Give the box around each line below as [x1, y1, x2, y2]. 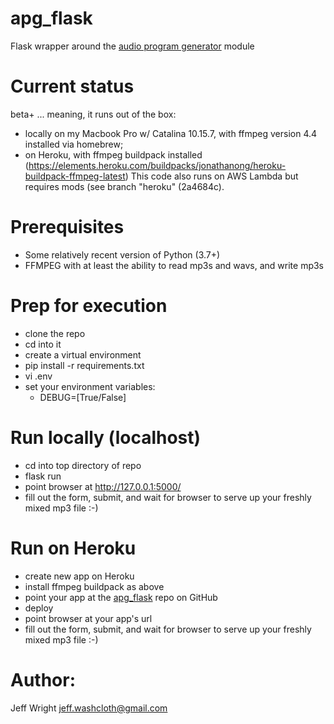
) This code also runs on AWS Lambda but [124, 170, 299, 182]
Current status [10, 75, 135, 98]
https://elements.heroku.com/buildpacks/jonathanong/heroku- [28, 159, 287, 171]
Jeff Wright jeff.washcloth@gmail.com [10, 702, 168, 714]
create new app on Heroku [24, 570, 135, 582]
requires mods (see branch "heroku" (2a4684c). [24, 180, 225, 192]
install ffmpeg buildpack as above [24, 580, 165, 592]
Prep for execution [10, 295, 168, 317]
